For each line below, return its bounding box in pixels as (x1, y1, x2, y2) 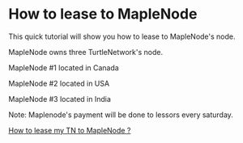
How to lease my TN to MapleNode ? (8, 125, 131, 135)
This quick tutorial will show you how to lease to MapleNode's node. (8, 32, 237, 41)
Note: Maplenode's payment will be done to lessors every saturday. (8, 110, 233, 120)
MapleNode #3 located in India (8, 94, 112, 103)
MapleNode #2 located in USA (8, 78, 110, 88)
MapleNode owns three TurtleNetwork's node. (8, 47, 164, 57)
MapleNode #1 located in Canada (8, 62, 119, 73)
